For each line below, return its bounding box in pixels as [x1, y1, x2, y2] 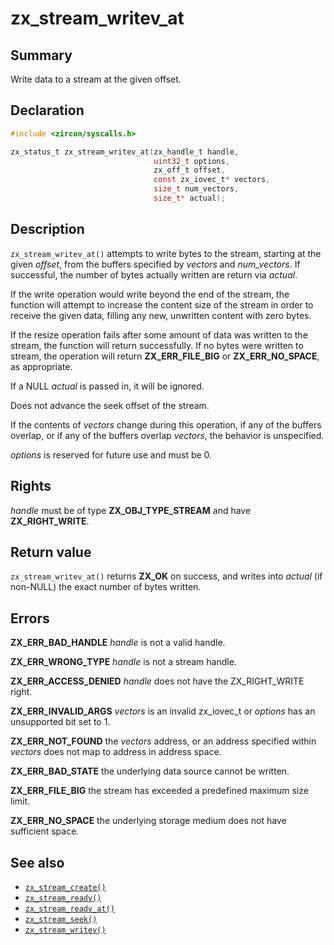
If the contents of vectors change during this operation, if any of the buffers [10, 418, 322, 431]
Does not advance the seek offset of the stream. [10, 399, 210, 411]
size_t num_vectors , [153, 184, 240, 194]
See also [10, 854, 65, 871]
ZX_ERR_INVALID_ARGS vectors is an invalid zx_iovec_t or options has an [10, 705, 316, 717]
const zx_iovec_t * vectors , [153, 175, 271, 185]
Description [10, 221, 85, 238]
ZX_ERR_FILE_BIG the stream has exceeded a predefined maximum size [10, 785, 309, 797]
